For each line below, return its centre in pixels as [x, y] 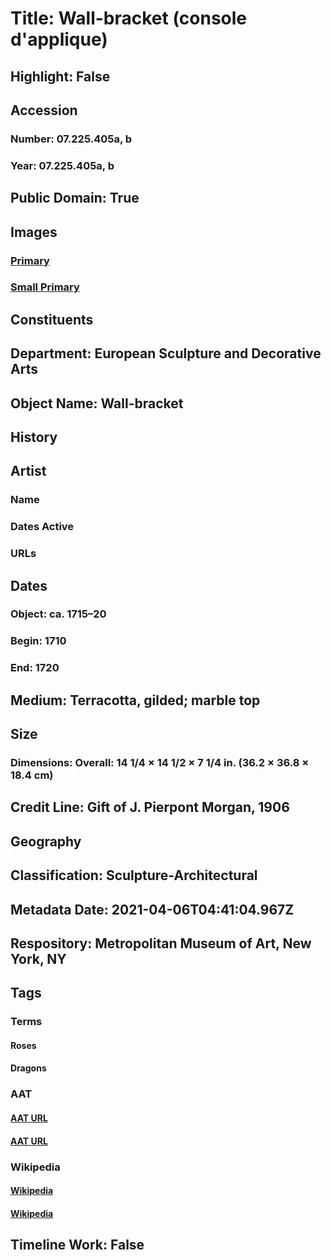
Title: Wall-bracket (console [128, 18]
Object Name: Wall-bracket [97, 403]
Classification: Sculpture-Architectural [134, 875]
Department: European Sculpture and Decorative [166, 353]
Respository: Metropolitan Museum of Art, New [161, 943]
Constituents [52, 319]
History [34, 437]
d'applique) [59, 39]
